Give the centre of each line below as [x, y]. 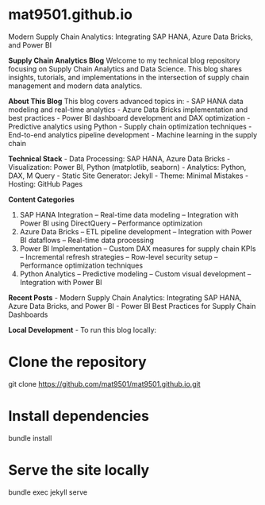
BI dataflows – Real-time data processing [87, 240]
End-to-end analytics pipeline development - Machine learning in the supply [133, 135]
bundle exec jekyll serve [48, 492]
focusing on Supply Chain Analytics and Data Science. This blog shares [125, 68]
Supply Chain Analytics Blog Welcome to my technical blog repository [124, 60]
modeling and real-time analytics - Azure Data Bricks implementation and [128, 110]
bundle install [30, 438]
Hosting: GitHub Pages [46, 183]
